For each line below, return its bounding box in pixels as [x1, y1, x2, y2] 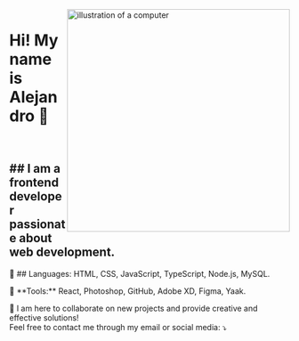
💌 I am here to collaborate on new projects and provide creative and [9, 303, 258, 313]
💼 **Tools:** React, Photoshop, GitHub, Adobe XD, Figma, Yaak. [9, 285, 246, 296]
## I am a [9, 161, 61, 176]
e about [9, 231, 53, 246]
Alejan [9, 87, 58, 108]
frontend [9, 175, 60, 191]
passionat [9, 217, 66, 232]
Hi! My [9, 30, 59, 51]
